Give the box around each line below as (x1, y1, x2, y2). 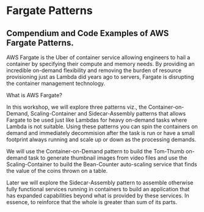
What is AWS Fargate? (6, 92, 62, 98)
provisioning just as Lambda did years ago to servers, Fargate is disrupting (6, 73, 194, 80)
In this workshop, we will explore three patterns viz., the (6, 103, 147, 111)
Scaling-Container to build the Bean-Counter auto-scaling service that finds (6, 161, 197, 168)
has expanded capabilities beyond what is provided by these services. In (6, 192, 189, 199)
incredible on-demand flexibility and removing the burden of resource (6, 67, 182, 74)
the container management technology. (6, 80, 106, 87)
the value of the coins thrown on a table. (6, 167, 108, 174)
